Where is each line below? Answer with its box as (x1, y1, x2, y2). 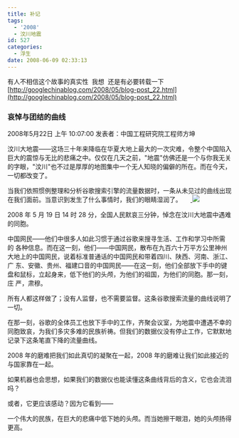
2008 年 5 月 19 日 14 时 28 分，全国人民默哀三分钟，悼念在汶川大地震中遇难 (7, 211, 231, 219)
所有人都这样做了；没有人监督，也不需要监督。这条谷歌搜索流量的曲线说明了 (7, 294, 232, 303)
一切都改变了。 (7, 172, 51, 180)
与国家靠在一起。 (7, 360, 58, 369)
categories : (7, 43, 43, 51)
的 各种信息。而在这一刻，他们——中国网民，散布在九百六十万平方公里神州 (7, 244, 228, 252)
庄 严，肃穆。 (7, 279, 47, 288)
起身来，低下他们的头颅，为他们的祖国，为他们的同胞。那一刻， (44, 270, 232, 278)
